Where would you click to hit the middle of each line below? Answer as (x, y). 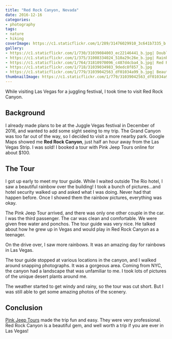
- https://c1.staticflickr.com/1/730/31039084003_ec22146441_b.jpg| (80, 53)
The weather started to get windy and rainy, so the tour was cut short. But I (84, 286)
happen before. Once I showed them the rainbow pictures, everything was (84, 197)
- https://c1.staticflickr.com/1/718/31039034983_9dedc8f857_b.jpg (79, 67)
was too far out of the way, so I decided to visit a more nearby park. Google (85, 136)
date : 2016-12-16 (24, 15)
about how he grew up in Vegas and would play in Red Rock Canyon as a (82, 229)
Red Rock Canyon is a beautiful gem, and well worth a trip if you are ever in (84, 326)
